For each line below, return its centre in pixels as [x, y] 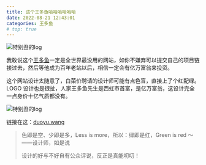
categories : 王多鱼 [30, 23]
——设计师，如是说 [46, 143]
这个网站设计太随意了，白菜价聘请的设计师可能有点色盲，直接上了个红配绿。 [103, 81]
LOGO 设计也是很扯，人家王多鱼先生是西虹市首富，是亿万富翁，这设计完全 [101, 89]
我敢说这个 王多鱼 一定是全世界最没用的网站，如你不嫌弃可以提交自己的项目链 [103, 60]
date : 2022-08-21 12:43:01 [41, 18]
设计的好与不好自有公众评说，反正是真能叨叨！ [80, 156]
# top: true [21, 29]
